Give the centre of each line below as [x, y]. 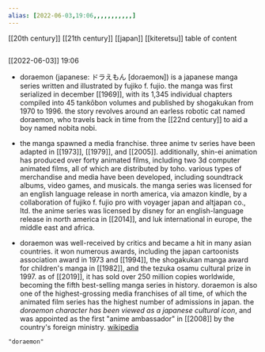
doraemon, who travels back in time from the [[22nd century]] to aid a [134, 119]
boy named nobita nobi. [58, 128]
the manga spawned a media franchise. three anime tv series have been [137, 143]
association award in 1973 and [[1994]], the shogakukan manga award [134, 259]
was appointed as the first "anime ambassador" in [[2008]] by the [127, 319]
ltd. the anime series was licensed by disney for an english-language [131, 210]
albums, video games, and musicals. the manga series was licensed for [136, 185]
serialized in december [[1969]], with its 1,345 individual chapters [126, 94]
